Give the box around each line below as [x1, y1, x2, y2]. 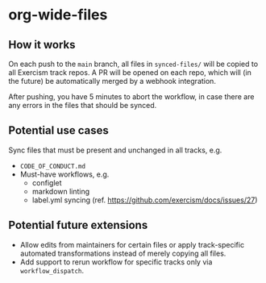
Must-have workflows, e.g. [19, 169, 110, 179]
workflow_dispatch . [19, 265, 85, 275]
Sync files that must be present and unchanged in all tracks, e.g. [8, 145, 222, 155]
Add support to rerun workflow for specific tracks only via [19, 256, 213, 267]
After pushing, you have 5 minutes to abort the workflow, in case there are [8, 92, 255, 102]
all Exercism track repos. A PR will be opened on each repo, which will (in [8, 68, 251, 77]
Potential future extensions [8, 218, 148, 232]
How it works [8, 38, 76, 52]
